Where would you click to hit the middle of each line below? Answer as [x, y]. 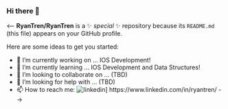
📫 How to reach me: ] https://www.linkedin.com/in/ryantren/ [116, 90]
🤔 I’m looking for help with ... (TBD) [66, 82]
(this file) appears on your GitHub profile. [65, 34]
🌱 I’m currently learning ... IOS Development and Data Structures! [108, 67]
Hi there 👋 [23, 11]
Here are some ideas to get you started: [63, 47]
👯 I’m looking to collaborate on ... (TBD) [72, 75]
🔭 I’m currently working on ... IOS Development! [83, 60]
